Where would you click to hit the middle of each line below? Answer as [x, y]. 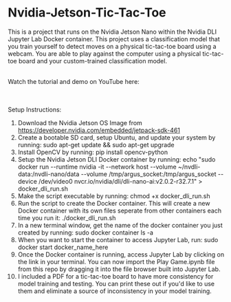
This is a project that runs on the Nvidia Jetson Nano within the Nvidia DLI [112, 32]
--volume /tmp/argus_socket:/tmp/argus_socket [148, 174]
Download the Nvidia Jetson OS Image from [80, 122]
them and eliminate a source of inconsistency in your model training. [114, 291]
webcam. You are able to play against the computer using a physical [104, 54]
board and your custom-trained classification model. [93, 61]
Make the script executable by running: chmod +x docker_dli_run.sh [114, 196]
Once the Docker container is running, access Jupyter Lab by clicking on [121, 254]
